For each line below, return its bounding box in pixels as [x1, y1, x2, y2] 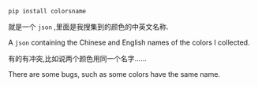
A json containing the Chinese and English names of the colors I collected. [8, 38, 250, 47]
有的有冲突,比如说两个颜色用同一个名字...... [8, 54, 148, 63]
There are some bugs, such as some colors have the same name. [8, 70, 221, 78]
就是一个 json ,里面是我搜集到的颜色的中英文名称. [8, 22, 169, 31]
